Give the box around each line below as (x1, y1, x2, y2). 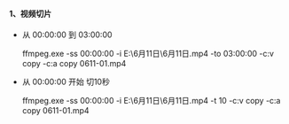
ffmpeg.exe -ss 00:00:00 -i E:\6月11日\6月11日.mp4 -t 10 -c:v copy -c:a (21, 96, 281, 106)
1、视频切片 (9, 8, 52, 19)
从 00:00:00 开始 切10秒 (21, 76, 111, 88)
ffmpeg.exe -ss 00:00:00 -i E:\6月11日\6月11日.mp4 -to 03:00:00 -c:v (21, 49, 275, 59)
